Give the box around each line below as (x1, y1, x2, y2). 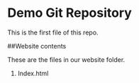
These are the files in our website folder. (7, 55, 126, 64)
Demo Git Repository (7, 5, 133, 21)
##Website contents (7, 41, 67, 50)
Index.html (17, 69, 49, 77)
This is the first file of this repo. (7, 28, 99, 37)
